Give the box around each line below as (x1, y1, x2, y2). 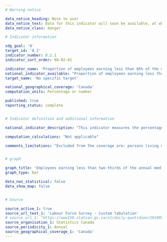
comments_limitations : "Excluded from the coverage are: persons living (5, 143, 159, 148)
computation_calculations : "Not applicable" (5, 134, 99, 139)
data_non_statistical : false (5, 179, 66, 184)
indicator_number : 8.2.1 (5, 53, 57, 58)
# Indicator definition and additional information (5, 116, 114, 121)
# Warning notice (5, 7, 41, 12)
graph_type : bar (5, 170, 39, 175)
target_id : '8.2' (5, 48, 41, 53)
